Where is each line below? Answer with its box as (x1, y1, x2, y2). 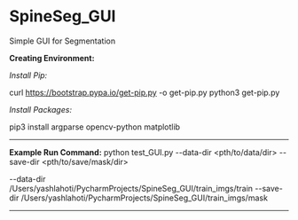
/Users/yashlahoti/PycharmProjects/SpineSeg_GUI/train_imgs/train (9, 183, 254, 193)
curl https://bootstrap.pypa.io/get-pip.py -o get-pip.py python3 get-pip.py (9, 87, 280, 98)
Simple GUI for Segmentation (9, 35, 116, 46)
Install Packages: (9, 104, 73, 114)
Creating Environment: (9, 52, 95, 63)
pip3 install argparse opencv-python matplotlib (9, 122, 180, 132)
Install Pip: (9, 69, 48, 81)
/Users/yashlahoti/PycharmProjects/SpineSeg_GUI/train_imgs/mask (20, 192, 269, 203)
